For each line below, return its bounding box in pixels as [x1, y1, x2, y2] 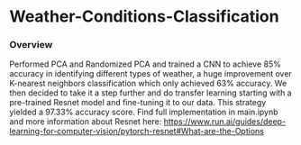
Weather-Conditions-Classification [9, 6, 279, 27]
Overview [9, 39, 53, 51]
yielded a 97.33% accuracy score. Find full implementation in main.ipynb [9, 106, 278, 118]
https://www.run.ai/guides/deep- [163, 116, 287, 127]
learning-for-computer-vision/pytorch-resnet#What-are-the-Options [9, 126, 264, 137]
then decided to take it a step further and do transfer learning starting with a [9, 87, 292, 98]
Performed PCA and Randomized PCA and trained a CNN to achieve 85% [9, 59, 281, 69]
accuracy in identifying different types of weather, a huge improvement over [9, 68, 293, 79]
